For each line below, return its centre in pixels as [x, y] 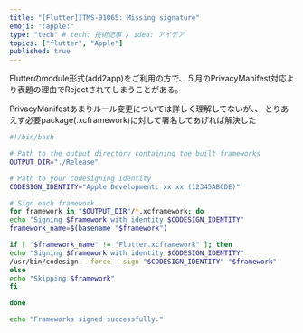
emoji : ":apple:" [42, 26]
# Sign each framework [52, 203]
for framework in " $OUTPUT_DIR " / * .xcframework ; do [107, 212]
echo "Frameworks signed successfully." [87, 319]
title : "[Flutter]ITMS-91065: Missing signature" [105, 18]
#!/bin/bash [32, 138]
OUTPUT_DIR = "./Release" [54, 162]
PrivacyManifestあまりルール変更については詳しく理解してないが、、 [136, 109]
